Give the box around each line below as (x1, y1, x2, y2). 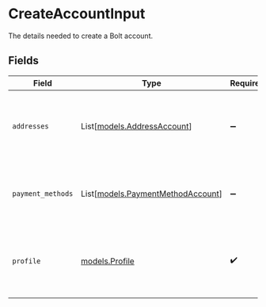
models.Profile (80, 255, 135, 267)
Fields (8, 54, 40, 67)
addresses (12, 121, 49, 131)
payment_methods (12, 189, 74, 198)
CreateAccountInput (8, 5, 146, 23)
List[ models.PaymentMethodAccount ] (80, 188, 223, 199)
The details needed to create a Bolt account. (8, 31, 154, 40)
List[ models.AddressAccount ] (80, 121, 192, 132)
